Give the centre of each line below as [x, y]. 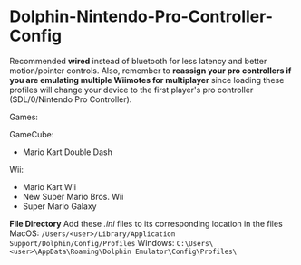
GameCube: [32, 134]
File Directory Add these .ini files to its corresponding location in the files [146, 223]
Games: [24, 117]
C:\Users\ [195, 243]
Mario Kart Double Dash [68, 152]
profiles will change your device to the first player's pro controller [131, 90]
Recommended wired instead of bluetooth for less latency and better [138, 61]
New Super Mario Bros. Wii [73, 196]
